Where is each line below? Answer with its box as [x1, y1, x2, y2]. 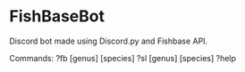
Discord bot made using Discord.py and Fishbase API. [9, 36, 208, 46]
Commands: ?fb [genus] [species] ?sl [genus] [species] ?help [9, 52, 237, 63]
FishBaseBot [9, 6, 106, 27]
